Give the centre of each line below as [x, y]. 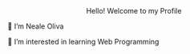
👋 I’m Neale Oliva [36, 26]
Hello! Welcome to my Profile [134, 11]
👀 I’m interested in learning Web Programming [83, 42]
